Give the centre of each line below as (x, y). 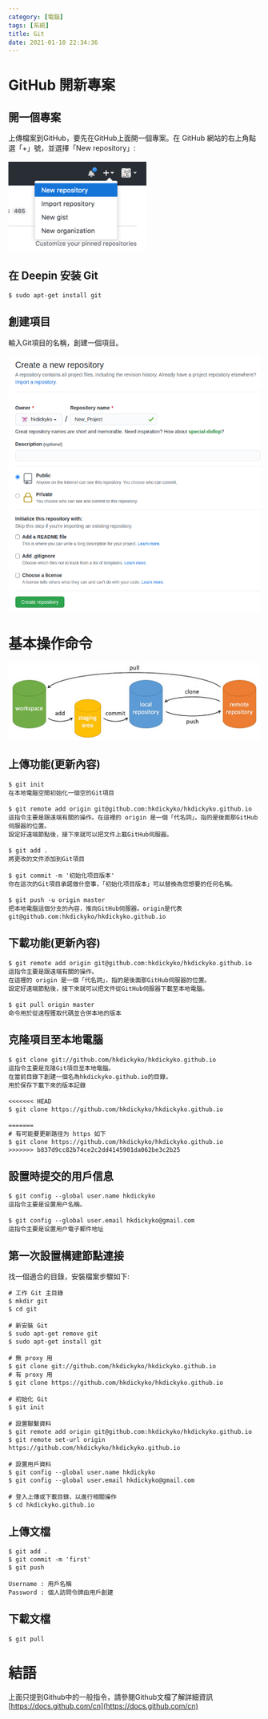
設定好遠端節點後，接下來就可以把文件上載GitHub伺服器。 (91, 834)
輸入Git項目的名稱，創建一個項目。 (66, 342)
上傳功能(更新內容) (54, 765)
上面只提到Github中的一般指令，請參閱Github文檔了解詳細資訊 (111, 1697)
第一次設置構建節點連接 (66, 1256)
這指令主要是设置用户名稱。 (47, 1205)
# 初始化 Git (28, 1399)
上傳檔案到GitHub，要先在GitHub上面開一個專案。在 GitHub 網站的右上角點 (132, 138)
